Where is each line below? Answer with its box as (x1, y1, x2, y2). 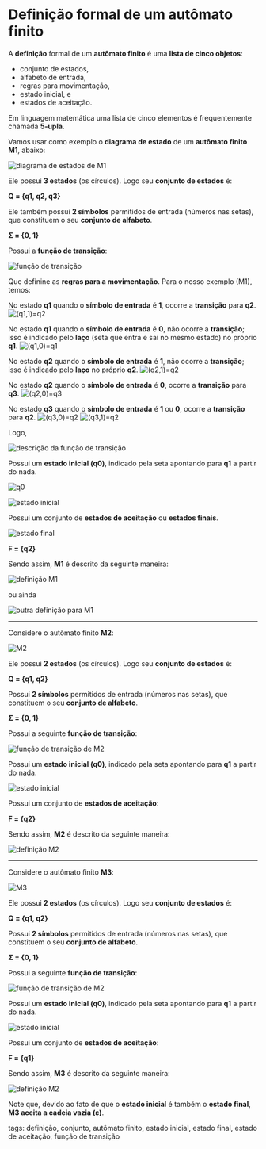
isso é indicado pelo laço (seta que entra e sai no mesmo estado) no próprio (8, 332, 257, 342)
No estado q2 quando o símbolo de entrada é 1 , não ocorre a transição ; (8, 356, 245, 366)
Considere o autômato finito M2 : (8, 628, 114, 638)
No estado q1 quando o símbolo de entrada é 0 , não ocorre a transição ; (8, 324, 245, 334)
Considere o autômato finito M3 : (8, 867, 114, 877)
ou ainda (8, 589, 37, 599)
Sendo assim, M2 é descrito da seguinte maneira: (8, 829, 170, 838)
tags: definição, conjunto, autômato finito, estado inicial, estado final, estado (8, 1123, 257, 1132)
